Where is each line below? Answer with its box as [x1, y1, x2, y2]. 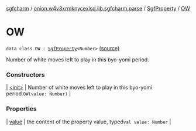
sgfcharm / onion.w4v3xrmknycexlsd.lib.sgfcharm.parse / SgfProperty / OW [6, 5, 190, 12]
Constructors [6, 70, 45, 78]
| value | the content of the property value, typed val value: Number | [6, 118, 171, 125]
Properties [6, 105, 37, 113]
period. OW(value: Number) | [6, 90, 71, 97]
